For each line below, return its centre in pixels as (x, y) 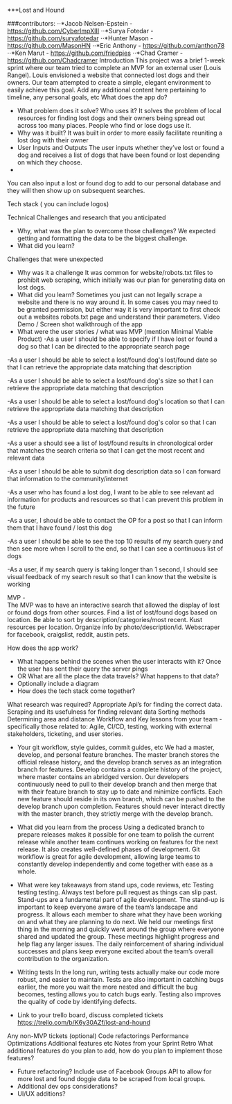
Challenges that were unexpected (55, 259)
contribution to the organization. (63, 959)
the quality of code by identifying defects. (77, 1002)
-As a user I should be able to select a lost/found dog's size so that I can (110, 380)
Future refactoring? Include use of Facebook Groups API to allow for (114, 1071)
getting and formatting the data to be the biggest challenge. (102, 238)
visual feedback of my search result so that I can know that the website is (112, 577)
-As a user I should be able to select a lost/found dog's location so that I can (116, 401)
